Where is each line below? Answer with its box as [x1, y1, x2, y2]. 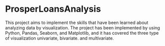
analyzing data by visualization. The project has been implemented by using [5, 24, 160, 30]
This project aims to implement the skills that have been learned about [5, 20, 149, 25]
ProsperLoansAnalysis [5, 3, 101, 15]
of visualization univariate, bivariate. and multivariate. [5, 35, 114, 41]
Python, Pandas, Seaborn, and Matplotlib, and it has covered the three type [5, 30, 159, 36]
